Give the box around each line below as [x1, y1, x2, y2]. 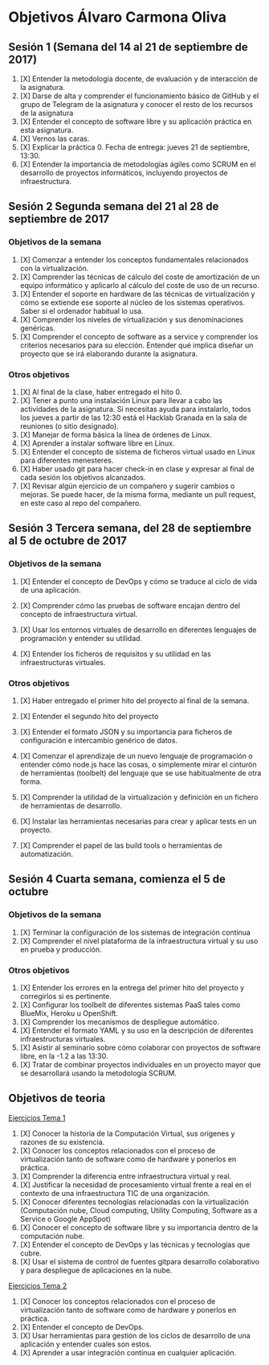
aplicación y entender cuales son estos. [19, 1339, 152, 1349]
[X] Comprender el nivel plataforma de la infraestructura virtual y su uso [19, 935, 259, 945]
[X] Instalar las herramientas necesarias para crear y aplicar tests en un [19, 816, 257, 826]
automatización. [19, 849, 74, 858]
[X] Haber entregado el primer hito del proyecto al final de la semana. [19, 696, 250, 705]
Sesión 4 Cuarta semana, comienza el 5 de [8, 873, 226, 886]
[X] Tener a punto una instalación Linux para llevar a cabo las [19, 395, 223, 405]
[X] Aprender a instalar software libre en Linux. [19, 438, 175, 448]
